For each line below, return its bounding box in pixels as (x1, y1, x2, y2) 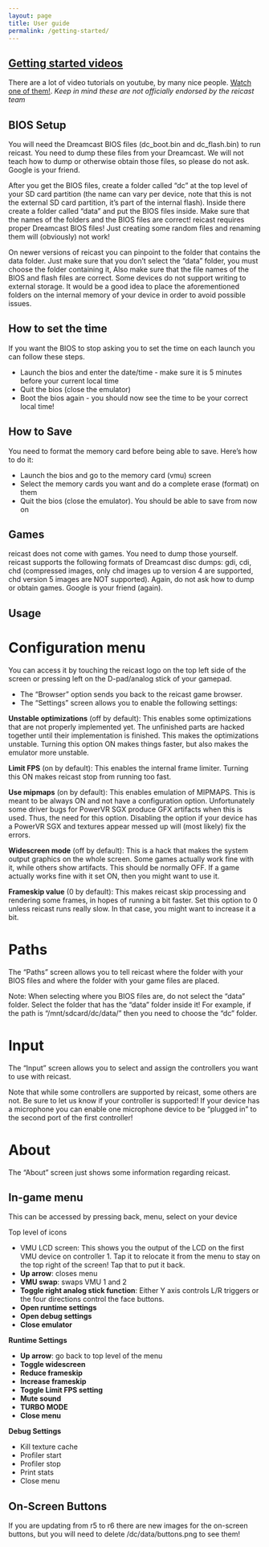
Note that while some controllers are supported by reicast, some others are (8, 1087, 257, 1097)
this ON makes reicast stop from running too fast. (8, 771, 172, 781)
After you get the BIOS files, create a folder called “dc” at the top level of (8, 181, 248, 190)
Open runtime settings (19, 1303, 97, 1312)
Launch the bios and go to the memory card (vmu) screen (19, 470, 211, 480)
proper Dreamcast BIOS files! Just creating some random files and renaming (8, 223, 261, 233)
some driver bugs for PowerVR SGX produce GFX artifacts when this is (8, 804, 243, 814)
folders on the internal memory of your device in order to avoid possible (8, 290, 247, 300)
